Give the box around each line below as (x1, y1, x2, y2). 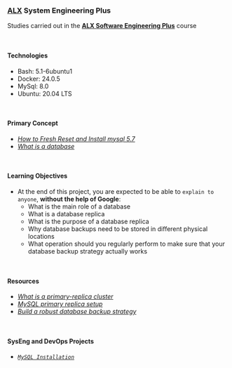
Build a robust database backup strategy (17, 308, 137, 316)
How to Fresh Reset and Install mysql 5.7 (17, 134, 135, 143)
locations (27, 232, 55, 240)
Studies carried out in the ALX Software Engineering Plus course (7, 22, 197, 30)
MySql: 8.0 (17, 81, 49, 90)
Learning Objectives (7, 171, 68, 180)
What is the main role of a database (27, 202, 131, 211)
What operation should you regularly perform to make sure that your (27, 239, 226, 248)
